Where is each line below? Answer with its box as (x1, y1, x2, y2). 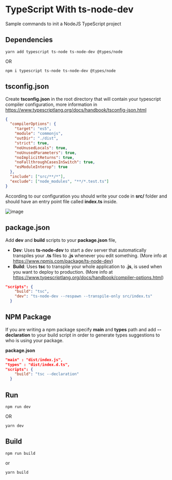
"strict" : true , (14, 140, 50, 146)
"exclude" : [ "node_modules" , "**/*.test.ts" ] (10, 179, 109, 184)
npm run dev (5, 404, 31, 410)
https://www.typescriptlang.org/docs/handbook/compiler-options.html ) (12, 274, 164, 280)
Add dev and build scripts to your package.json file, (5, 237, 117, 243)
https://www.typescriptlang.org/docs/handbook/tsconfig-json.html (5, 106, 147, 113)
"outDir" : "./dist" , (14, 136, 59, 141)
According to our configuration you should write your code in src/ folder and (5, 193, 167, 199)
